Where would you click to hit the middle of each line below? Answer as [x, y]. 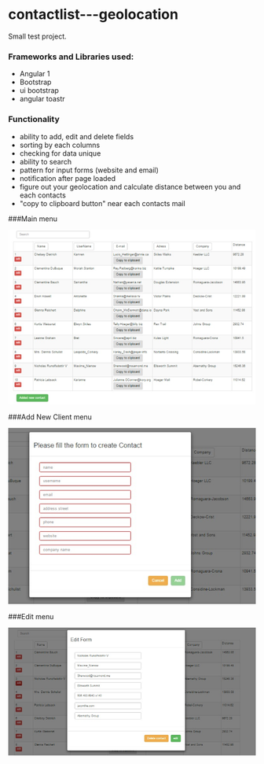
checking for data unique [60, 153]
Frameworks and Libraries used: [71, 57]
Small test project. [37, 36]
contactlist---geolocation [93, 15]
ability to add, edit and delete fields [77, 136]
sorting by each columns [60, 145]
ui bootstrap [39, 90]
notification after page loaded [68, 178]
